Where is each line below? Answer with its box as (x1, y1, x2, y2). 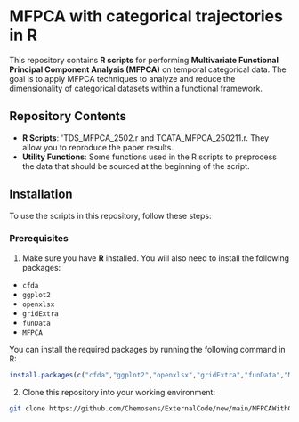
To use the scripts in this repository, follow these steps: (9, 210, 212, 221)
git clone (9, 403, 46, 413)
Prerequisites (9, 232, 69, 245)
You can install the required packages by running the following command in (9, 344, 287, 354)
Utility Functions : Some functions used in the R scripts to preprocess (21, 151, 278, 162)
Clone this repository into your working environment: (21, 386, 216, 397)
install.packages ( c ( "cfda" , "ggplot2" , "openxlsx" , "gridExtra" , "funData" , (9, 370, 285, 379)
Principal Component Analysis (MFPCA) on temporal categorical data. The (9, 64, 287, 75)
